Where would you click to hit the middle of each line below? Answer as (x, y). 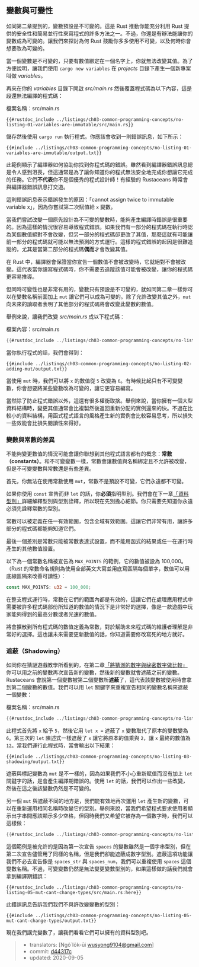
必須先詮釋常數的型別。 (35, 508)
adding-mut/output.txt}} (37, 369)
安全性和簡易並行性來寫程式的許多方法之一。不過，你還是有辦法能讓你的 (105, 33)
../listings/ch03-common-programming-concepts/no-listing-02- (114, 363)
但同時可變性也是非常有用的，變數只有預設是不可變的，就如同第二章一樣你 (97, 289)
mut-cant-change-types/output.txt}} (51, 921)
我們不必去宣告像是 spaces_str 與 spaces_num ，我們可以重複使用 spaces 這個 (99, 861)
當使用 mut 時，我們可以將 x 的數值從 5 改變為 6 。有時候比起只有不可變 (92, 381)
